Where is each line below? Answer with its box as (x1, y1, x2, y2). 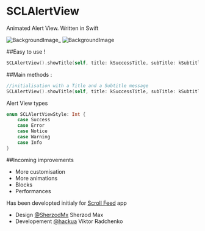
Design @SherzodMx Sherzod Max (15, 211, 104, 218)
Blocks (15, 181, 32, 188)
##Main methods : (6, 71, 52, 78)
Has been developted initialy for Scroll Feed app (6, 199, 127, 207)
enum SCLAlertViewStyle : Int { (6, 111, 86, 117)
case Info (17, 139, 43, 146)
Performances (15, 187, 51, 194)
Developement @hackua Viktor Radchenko (15, 218, 123, 225)
